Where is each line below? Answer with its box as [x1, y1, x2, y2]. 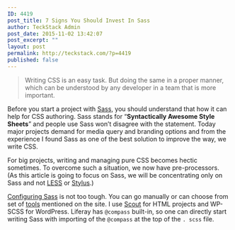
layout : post [7, 43, 46, 50]
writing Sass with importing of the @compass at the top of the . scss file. [7, 214, 214, 223]
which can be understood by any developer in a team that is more [24, 83, 217, 92]
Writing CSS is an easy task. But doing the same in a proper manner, [24, 76, 224, 84]
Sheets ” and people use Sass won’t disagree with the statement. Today [7, 120, 216, 128]
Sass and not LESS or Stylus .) [7, 178, 94, 187]
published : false [7, 57, 59, 64]
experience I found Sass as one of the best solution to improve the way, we [7, 134, 227, 143]
